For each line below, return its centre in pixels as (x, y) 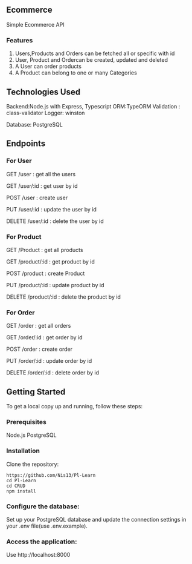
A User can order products (48, 67)
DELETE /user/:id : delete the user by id (55, 221)
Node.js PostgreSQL (31, 435)
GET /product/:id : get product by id (50, 261)
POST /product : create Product (46, 273)
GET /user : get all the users (41, 174)
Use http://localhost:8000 (38, 555)
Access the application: (42, 542)
